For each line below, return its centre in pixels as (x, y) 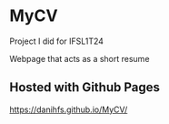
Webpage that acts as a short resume (80, 58)
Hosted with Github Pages (85, 88)
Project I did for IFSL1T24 (57, 41)
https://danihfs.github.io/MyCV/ (69, 109)
